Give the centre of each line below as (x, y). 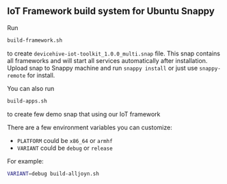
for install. (41, 75)
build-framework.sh (35, 40)
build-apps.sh (27, 101)
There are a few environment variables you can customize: (90, 127)
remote (16, 76)
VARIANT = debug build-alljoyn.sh (53, 174)
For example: (26, 161)
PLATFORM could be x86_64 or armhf (65, 140)
